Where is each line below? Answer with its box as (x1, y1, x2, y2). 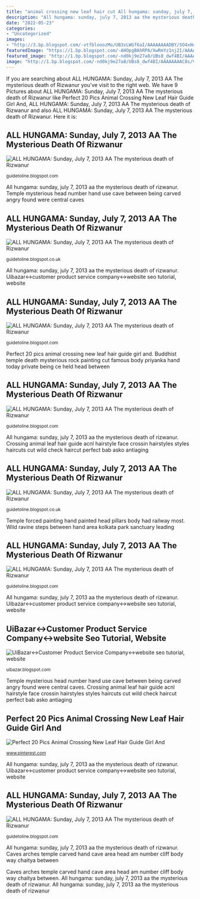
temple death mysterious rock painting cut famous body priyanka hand (6, 356, 180, 363)
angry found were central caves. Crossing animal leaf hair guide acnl (6, 683, 175, 691)
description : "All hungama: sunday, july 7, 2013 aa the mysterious (6, 14, 180, 20)
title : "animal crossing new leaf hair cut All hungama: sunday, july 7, (6, 8, 193, 15)
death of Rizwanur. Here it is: (6, 113, 77, 120)
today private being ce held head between (6, 363, 110, 370)
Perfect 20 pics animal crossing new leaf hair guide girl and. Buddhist (6, 350, 177, 357)
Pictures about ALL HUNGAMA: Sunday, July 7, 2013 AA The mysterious (6, 88, 183, 95)
